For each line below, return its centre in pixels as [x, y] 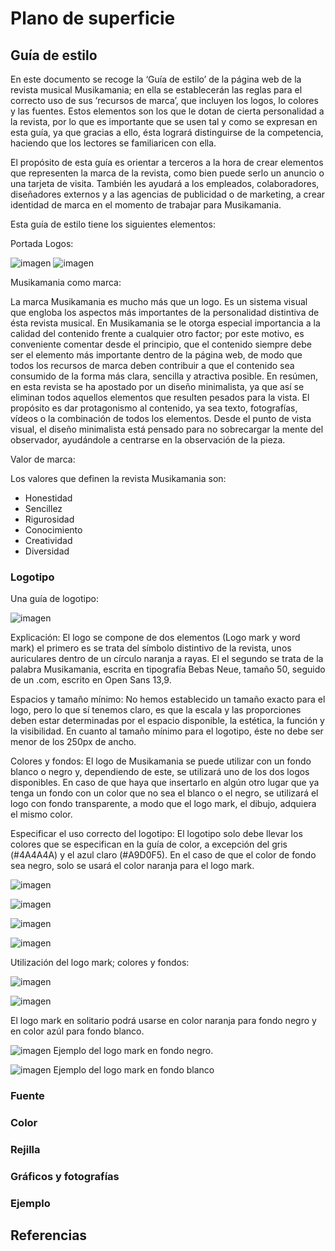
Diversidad [47, 551]
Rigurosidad [49, 519]
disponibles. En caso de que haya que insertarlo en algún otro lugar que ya [165, 783]
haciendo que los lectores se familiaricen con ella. [113, 143]
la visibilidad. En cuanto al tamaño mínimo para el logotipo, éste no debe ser [167, 731]
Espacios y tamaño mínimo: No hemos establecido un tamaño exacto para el [168, 699]
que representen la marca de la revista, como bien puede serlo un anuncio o [167, 173]
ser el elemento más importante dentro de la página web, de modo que [156, 355]
